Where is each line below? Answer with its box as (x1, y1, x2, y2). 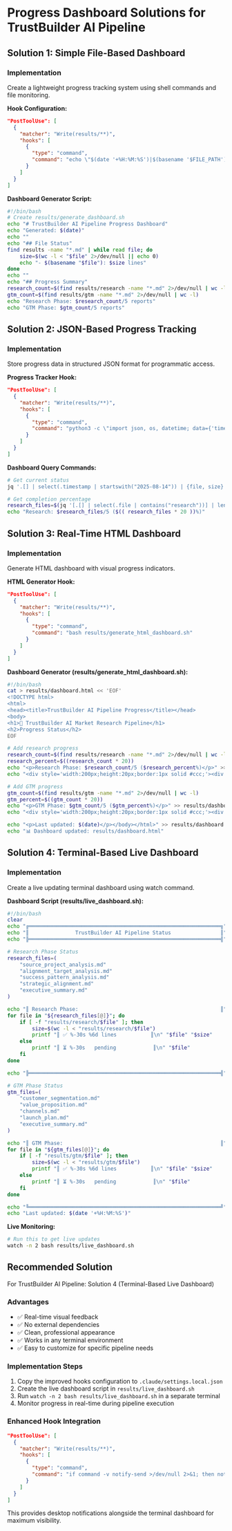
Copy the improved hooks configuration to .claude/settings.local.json (17, 1377, 223, 1386)
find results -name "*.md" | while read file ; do (7, 246, 153, 253)
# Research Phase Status (7, 948, 79, 955)
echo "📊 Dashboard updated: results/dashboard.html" (7, 828, 164, 835)
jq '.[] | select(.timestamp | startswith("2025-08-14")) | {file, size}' (7, 483, 227, 490)
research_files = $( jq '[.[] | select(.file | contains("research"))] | (7, 502, 215, 509)
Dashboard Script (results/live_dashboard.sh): (7, 897, 144, 905)
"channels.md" (19, 1108, 60, 1115)
